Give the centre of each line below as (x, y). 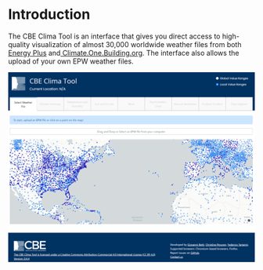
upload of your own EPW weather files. (71, 61)
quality (19, 44)
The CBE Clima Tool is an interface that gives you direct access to (114, 36)
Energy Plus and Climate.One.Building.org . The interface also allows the (124, 53)
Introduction (49, 15)
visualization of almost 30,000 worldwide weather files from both (137, 44)
